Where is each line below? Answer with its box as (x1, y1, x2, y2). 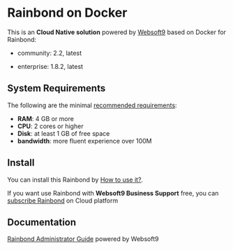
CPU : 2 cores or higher (17, 122, 84, 130)
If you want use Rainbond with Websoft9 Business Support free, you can (7, 189, 219, 197)
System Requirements (7, 82, 106, 95)
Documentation (7, 216, 77, 228)
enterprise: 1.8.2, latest (17, 62, 84, 70)
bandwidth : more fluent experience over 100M (17, 136, 152, 145)
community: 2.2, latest (17, 49, 82, 57)
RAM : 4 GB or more (17, 114, 75, 123)
